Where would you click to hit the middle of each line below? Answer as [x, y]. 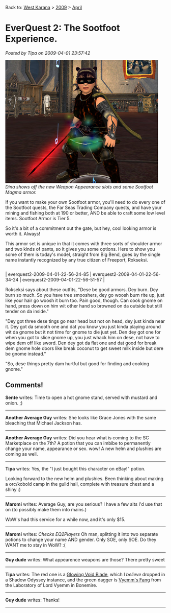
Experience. [31, 39]
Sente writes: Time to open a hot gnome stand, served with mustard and [81, 397]
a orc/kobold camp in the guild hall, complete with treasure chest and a [80, 484]
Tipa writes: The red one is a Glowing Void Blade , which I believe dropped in [85, 574]
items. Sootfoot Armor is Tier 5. [38, 218]
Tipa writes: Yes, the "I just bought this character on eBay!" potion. [75, 468]
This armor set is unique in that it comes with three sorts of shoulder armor [84, 243]
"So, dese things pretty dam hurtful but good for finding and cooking [77, 363]
